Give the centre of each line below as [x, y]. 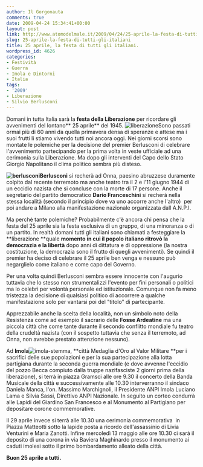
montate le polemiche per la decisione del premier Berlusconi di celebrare [98, 144]
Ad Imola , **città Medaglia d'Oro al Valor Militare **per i [97, 350]
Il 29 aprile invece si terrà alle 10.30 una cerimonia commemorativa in [93, 420]
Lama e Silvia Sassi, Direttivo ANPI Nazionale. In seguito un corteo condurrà [101, 396]
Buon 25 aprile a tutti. [34, 457]
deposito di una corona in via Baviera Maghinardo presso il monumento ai [98, 439]
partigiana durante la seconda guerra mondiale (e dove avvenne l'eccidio [97, 364]
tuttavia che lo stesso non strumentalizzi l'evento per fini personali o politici [100, 282]
